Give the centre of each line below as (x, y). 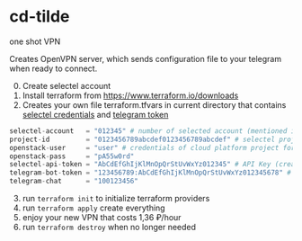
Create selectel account (67, 85)
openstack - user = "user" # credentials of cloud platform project (144, 147)
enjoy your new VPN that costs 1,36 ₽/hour (102, 218)
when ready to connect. (53, 68)
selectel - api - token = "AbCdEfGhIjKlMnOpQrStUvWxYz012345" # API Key (140, 165)
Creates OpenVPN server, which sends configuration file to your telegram (145, 58)
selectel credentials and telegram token (95, 114)
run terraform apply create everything (93, 208)
